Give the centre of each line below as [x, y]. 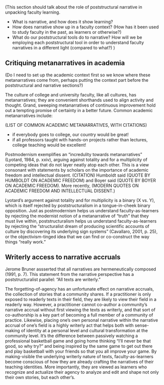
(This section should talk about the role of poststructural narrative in [74, 7]
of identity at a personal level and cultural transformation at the [84, 330]
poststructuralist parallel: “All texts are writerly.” [53, 279]
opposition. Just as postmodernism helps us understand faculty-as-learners [82, 210]
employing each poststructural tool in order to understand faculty [78, 43]
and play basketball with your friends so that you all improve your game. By [81, 351]
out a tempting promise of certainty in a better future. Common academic [79, 110]
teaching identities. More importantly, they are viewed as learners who [76, 367]
